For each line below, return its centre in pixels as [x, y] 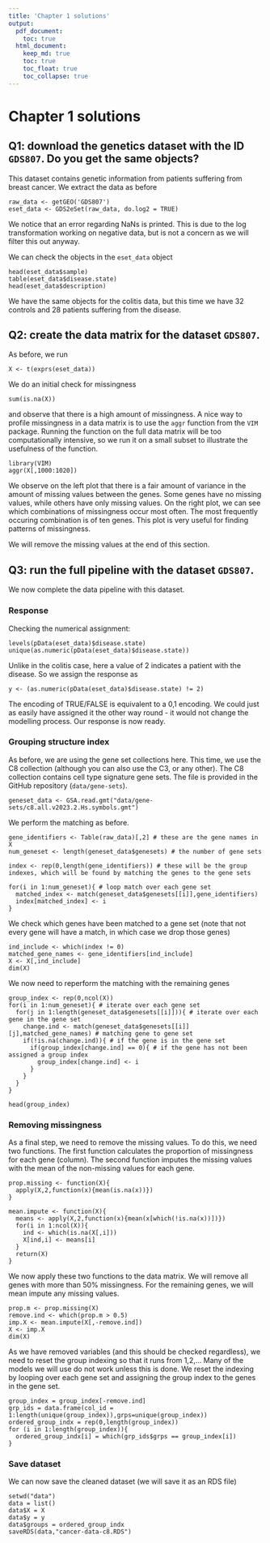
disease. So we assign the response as [74, 674]
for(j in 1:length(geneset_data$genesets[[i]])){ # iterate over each [137, 1012]
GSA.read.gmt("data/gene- [110, 800]
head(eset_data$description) [57, 286]
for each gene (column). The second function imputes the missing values [130, 1159]
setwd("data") [32, 1497]
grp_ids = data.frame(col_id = [61, 1408]
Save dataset [35, 1464]
